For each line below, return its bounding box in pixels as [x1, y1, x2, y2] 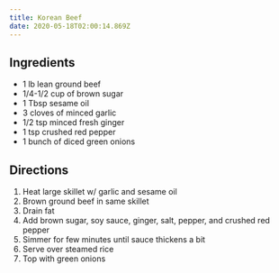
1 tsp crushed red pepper [22, 127, 116, 138]
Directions [9, 162, 69, 177]
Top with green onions [22, 253, 106, 264]
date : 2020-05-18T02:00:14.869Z [9, 22, 130, 31]
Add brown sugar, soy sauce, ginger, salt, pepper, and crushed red [22, 215, 270, 226]
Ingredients [9, 55, 76, 70]
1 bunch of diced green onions [22, 136, 136, 147]
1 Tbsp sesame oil [22, 98, 90, 109]
